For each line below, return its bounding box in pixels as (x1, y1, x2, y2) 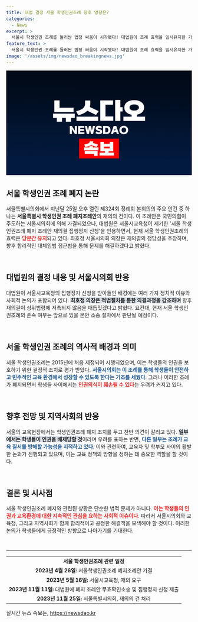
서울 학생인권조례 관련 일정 (62, 558, 125, 565)
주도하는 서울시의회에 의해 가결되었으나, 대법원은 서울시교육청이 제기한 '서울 (6, 220, 181, 227)
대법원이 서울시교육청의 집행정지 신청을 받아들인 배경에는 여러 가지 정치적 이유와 (6, 289, 190, 296)
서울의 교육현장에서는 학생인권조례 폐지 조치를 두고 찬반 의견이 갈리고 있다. (6, 428, 178, 435)
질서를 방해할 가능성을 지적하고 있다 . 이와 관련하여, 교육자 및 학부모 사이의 (12, 443, 181, 450)
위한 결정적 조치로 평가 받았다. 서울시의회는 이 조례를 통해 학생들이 (21, 366, 174, 373)
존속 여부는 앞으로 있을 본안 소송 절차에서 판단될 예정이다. (26, 311, 159, 319)
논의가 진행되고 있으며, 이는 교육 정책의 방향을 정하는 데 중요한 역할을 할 (12, 450, 177, 458)
